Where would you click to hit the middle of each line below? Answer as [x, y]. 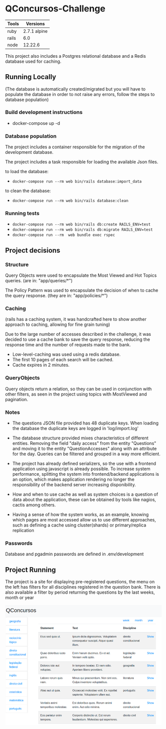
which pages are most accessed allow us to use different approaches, [84, 520]
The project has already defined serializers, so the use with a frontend [84, 463]
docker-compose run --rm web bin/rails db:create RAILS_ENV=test [81, 224]
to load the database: [27, 172]
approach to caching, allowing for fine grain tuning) [58, 324]
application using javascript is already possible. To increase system [81, 469]
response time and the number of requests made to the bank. [68, 345]
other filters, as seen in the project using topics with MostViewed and [76, 394]
